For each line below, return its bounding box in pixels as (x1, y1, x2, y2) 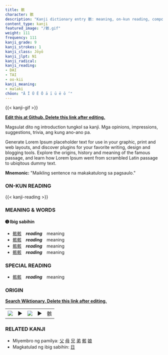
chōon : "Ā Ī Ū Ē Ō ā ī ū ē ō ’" (5, 91, 72, 96)
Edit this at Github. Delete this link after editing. (5, 114, 105, 120)
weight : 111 (5, 30, 30, 35)
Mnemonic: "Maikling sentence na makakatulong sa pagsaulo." (5, 170, 136, 176)
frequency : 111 (5, 35, 37, 40)
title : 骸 (5, 7, 25, 12)
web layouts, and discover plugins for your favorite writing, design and (5, 144, 150, 150)
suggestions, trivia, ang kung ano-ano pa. (5, 129, 91, 135)
